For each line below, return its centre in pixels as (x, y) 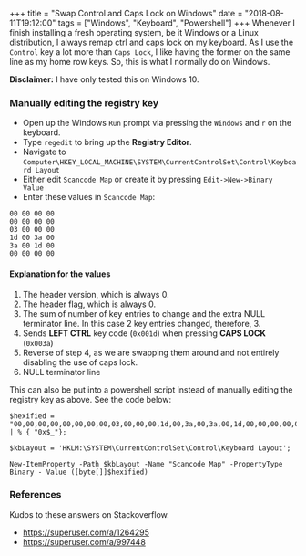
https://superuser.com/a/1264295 (86, 532)
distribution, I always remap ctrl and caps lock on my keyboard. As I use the (152, 42)
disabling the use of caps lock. (80, 362)
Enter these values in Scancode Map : (89, 197)
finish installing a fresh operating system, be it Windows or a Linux (134, 32)
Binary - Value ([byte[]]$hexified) (79, 472)
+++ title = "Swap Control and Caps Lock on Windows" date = (126, 13)
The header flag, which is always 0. (89, 304)
